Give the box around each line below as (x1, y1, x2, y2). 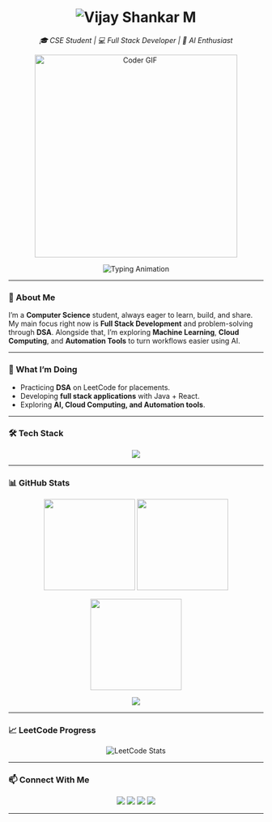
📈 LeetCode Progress (8, 725, 96, 736)
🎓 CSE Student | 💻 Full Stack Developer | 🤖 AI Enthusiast (39, 35, 233, 45)
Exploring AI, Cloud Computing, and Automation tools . (19, 400, 206, 409)
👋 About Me (8, 292, 56, 303)
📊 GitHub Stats (8, 477, 70, 488)
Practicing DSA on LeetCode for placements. (19, 382, 171, 392)
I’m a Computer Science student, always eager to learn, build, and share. (8, 310, 253, 320)
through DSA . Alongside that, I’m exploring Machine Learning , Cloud (8, 328, 240, 337)
